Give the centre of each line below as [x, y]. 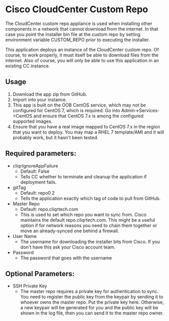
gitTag [19, 188]
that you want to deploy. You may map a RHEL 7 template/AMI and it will [88, 132]
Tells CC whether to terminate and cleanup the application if [83, 176]
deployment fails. [39, 182]
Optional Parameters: [40, 274]
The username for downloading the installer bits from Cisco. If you [90, 242]
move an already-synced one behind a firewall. [70, 231]
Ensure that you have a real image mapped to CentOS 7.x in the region [86, 126]
